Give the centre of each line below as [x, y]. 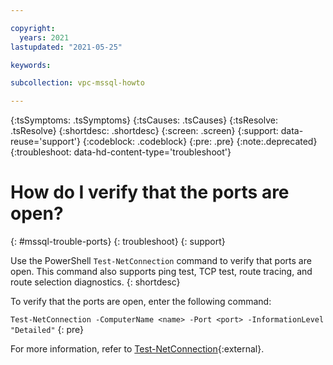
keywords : [31, 65]
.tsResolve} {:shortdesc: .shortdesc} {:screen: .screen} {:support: [144, 131]
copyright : [33, 28]
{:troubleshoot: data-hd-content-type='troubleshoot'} [121, 152]
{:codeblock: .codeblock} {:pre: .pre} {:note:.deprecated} [200, 142]
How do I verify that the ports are [150, 192]
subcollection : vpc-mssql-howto [77, 83]
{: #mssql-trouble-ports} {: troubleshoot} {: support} [118, 242]
